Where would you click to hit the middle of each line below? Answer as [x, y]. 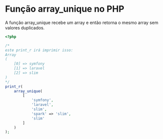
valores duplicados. [25, 27]
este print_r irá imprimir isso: [39, 50]
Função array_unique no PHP [65, 9]
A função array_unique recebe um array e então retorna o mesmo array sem [82, 23]
